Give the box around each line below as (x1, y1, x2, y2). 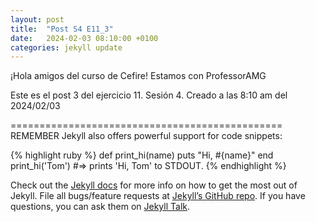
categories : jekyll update (10, 42, 123, 53)
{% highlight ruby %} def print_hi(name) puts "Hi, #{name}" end (10, 149, 274, 161)
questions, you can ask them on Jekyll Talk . (10, 201, 191, 213)
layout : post (10, 14, 65, 25)
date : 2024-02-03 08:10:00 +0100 (10, 33, 159, 43)
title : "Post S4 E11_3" (10, 24, 114, 34)
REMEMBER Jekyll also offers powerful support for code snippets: (10, 130, 283, 142)
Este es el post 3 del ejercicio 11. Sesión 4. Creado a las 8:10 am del (10, 89, 288, 101)
